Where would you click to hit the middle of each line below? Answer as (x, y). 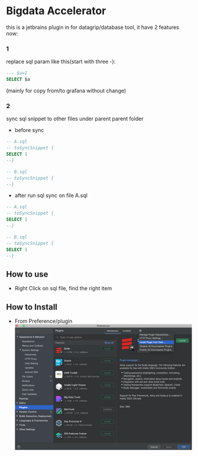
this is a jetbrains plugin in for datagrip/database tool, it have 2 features (93, 27)
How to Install (32, 307)
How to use (27, 274)
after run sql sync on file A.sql (51, 195)
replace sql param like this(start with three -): (61, 62)
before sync (29, 130)
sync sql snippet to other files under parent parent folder (75, 119)
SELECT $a (18, 80)
